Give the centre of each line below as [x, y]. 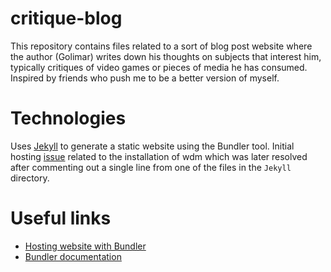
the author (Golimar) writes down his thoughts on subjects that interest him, [166, 56]
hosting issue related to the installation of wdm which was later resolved [159, 156]
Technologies [68, 118]
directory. [30, 178]
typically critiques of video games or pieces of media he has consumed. [159, 67]
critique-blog [66, 18]
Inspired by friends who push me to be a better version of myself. [145, 78]
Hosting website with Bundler [85, 246]
